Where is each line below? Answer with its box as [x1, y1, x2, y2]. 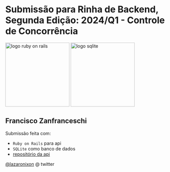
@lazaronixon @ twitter [5, 161, 55, 167]
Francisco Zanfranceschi [5, 117, 87, 125]
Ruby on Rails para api [12, 140, 61, 146]
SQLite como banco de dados [12, 145, 76, 152]
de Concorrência [5, 26, 78, 37]
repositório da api [12, 151, 50, 157]
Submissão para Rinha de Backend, [5, 4, 159, 15]
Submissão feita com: [5, 130, 51, 136]
